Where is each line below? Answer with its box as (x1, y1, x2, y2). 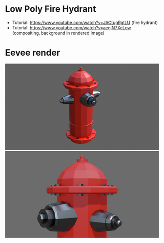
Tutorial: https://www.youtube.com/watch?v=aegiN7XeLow (12, 24, 131, 30)
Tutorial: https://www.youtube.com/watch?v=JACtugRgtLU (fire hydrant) (12, 20, 158, 25)
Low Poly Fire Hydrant (5, 3, 96, 15)
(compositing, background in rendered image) (12, 30, 105, 36)
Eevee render (5, 47, 61, 58)
